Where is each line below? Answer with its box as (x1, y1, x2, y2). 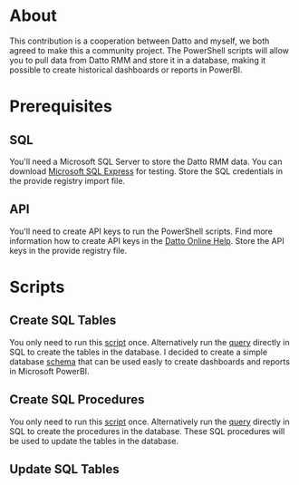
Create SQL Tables (9, 313, 117, 328)
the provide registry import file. (9, 175, 125, 186)
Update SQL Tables (9, 461, 120, 477)
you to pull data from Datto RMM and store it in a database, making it (9, 54, 266, 65)
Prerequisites (9, 96, 113, 117)
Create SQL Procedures (9, 392, 145, 408)
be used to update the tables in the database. (9, 435, 179, 446)
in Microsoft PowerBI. (9, 365, 90, 376)
